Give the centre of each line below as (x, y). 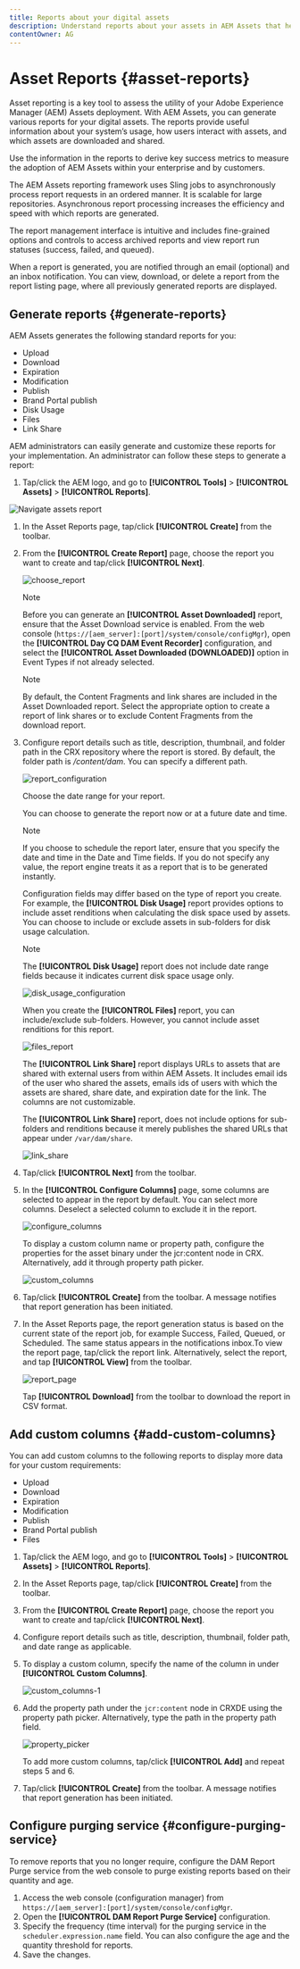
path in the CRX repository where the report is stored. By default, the (149, 752)
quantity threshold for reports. (78, 1945)
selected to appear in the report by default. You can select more (140, 1200)
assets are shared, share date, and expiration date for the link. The (144, 1093)
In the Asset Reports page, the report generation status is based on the (153, 1324)
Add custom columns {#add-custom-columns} (143, 1434)
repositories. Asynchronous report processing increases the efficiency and (147, 204)
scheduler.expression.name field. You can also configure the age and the (156, 1935)
